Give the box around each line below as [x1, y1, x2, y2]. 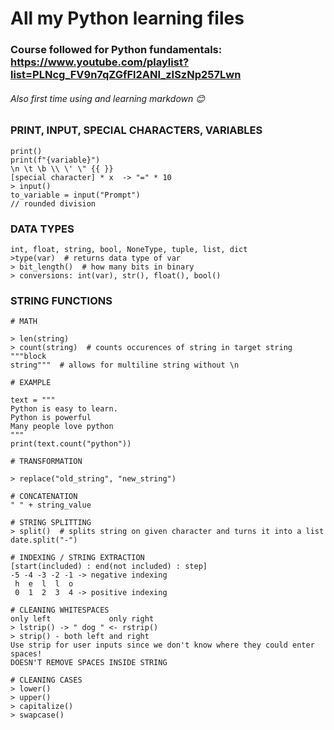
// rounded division [10, 198, 97, 209]
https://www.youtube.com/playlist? [10, 55, 190, 69]
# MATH [10, 317, 38, 327]
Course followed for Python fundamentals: [10, 43, 223, 57]
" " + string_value [10, 500, 92, 511]
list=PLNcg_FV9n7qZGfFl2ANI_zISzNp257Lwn [10, 68, 242, 82]
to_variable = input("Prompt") [10, 190, 141, 200]
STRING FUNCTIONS [10, 293, 113, 307]
